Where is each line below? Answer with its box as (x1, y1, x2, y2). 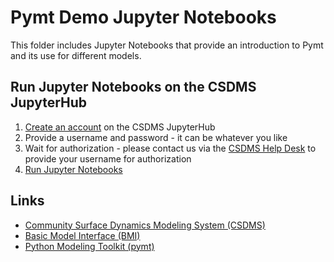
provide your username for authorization (24, 152, 192, 165)
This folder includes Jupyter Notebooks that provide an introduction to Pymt (10, 39, 324, 51)
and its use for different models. (10, 49, 142, 61)
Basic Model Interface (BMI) (24, 229, 141, 241)
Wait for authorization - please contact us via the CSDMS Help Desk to (24, 142, 317, 154)
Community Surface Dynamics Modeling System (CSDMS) (24, 219, 266, 231)
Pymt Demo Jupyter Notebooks (10, 6, 277, 29)
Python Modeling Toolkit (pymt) (24, 240, 155, 252)
